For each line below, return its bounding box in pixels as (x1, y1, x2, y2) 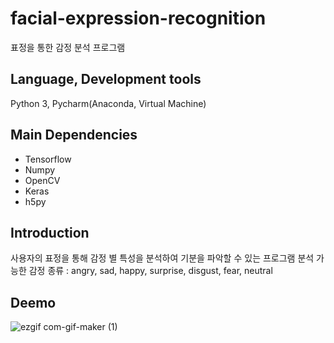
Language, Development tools (10, 71, 202, 88)
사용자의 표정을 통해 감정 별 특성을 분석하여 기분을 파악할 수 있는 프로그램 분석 (10, 252, 315, 264)
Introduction (10, 224, 90, 241)
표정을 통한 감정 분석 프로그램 (10, 41, 126, 53)
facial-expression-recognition (10, 7, 267, 30)
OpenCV (24, 174, 61, 186)
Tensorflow (24, 153, 72, 165)
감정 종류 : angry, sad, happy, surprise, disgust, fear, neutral (28, 265, 273, 277)
